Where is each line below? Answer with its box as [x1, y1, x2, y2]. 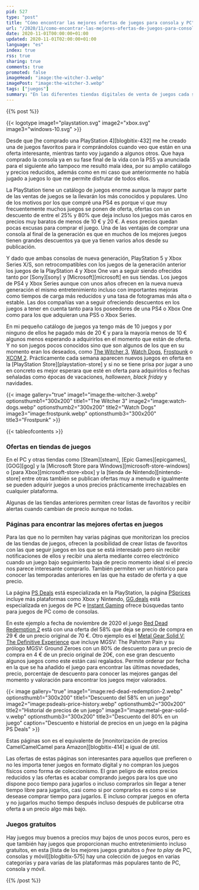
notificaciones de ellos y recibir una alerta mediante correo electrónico [6, 552, 179, 560]
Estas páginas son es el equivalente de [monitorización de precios [6, 737, 168, 745]
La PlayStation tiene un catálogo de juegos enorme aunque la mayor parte [6, 186, 187, 193]
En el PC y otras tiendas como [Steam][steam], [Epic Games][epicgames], [6, 456, 187, 463]
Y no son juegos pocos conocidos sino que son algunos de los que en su [6, 342, 185, 349]
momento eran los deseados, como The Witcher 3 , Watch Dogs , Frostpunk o [6, 348, 193, 355]
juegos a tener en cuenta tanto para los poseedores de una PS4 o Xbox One [6, 305, 192, 312]
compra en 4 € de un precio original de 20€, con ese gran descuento [6, 651, 175, 659]
